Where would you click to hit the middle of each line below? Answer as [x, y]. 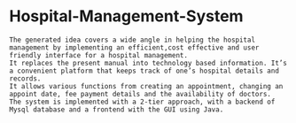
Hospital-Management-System [126, 16]
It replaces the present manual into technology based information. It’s [148, 63]
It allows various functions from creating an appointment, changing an [146, 86]
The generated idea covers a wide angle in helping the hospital [132, 40]
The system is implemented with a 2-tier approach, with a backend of [142, 102]
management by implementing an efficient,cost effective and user [134, 47]
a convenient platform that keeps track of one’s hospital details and [144, 71]
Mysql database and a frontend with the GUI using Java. [117, 109]
